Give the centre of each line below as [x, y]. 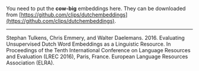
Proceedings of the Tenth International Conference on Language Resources [98, 50]
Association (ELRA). [30, 63]
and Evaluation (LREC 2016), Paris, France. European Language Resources [97, 56]
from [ [14, 15]
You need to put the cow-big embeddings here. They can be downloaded [96, 9]
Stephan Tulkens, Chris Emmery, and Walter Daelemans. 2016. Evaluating [95, 38]
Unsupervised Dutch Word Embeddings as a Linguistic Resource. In [89, 44]
